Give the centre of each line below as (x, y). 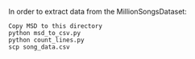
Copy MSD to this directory (56, 26)
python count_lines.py (46, 40)
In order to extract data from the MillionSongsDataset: (97, 12)
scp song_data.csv (39, 47)
